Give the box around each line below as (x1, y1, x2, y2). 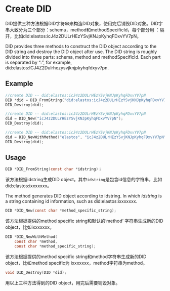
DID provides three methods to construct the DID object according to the (5, 43, 157, 49)
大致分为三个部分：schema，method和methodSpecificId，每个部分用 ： (9, 26, 160, 33)
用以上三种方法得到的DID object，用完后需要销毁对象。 (5, 279, 120, 286)
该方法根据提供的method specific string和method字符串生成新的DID (5, 254, 147, 260)
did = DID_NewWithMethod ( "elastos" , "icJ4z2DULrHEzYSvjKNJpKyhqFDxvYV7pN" (5, 135, 166, 140)
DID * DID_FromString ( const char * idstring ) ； (5, 167, 102, 172)
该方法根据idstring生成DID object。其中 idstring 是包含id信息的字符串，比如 (5, 177, 162, 183)
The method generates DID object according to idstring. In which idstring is (5, 193, 162, 199)
